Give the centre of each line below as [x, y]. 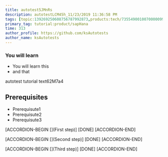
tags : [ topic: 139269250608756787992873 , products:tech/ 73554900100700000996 [86, 19]
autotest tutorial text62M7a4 [34, 81]
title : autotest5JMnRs [29, 10]
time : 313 [15, 29]
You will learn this [30, 66]
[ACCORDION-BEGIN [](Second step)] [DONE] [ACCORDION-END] [74, 139]
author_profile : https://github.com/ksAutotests [57, 33]
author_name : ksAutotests [32, 38]
